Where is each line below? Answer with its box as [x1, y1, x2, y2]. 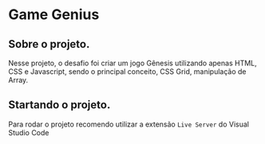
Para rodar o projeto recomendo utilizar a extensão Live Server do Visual [8, 119, 250, 129]
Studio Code [8, 127, 49, 137]
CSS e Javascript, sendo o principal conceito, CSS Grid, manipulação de [8, 67, 247, 76]
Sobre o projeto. [8, 37, 90, 51]
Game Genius [8, 6, 100, 24]
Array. [8, 76, 29, 84]
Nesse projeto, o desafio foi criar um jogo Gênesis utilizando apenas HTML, [8, 58, 257, 68]
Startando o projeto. [8, 98, 111, 112]
